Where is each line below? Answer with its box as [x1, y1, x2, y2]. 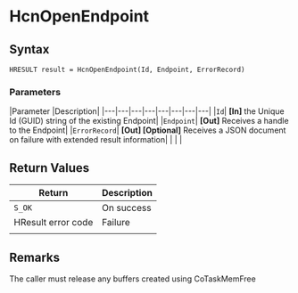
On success [101, 202, 152, 215]
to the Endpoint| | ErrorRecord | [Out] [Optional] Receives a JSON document [9, 125, 286, 135]
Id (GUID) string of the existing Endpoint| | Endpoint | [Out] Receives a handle [9, 116, 289, 126]
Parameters [9, 85, 61, 98]
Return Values [9, 160, 90, 175]
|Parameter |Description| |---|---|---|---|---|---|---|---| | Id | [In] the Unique [9, 106, 285, 117]
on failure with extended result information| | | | [9, 134, 183, 145]
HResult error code [13, 216, 94, 229]
